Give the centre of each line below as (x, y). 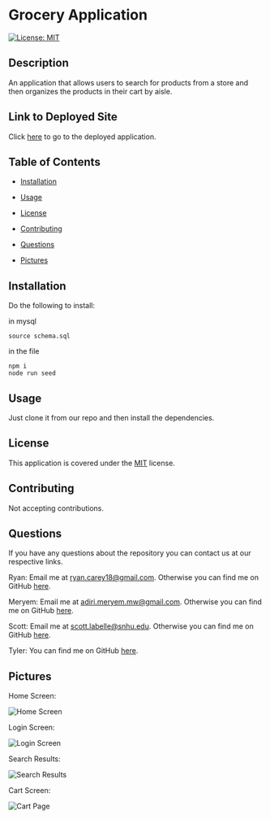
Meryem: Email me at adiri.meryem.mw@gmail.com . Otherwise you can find (135, 602)
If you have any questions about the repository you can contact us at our (130, 553)
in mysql (22, 321)
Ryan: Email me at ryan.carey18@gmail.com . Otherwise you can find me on (134, 577)
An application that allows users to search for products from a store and (129, 82)
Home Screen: (32, 696)
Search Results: (34, 759)
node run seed (32, 373)
